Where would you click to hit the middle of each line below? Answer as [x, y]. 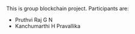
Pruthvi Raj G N [34, 20]
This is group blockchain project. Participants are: [67, 8]
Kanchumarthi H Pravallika [48, 26]
